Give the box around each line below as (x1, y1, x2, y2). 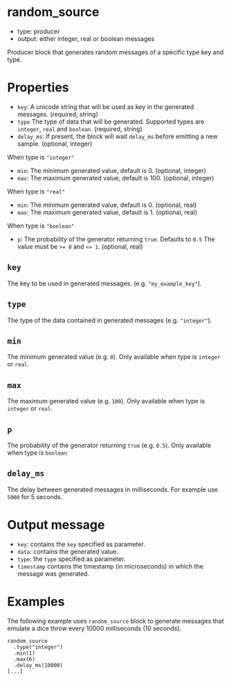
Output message (7, 516, 105, 532)
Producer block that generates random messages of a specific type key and (7, 48, 224, 56)
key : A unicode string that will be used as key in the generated (17, 102, 194, 111)
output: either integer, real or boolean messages (17, 34, 155, 42)
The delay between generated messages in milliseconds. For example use (7, 485, 219, 494)
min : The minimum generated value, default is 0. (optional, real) (17, 201, 197, 209)
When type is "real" (7, 187, 66, 195)
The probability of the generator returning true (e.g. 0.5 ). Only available (7, 441, 212, 449)
